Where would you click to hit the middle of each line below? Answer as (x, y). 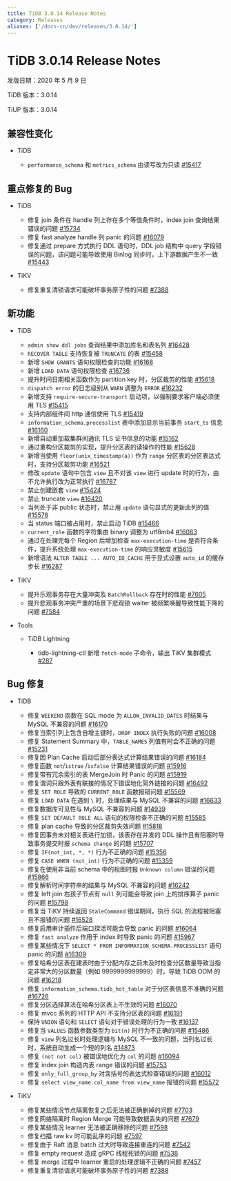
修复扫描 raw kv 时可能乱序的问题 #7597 (85, 1135)
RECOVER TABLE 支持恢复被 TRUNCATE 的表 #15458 (95, 353)
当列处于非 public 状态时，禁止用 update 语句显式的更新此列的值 (118, 507)
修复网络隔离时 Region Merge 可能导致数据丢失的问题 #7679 (113, 1118)
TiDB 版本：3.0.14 (32, 95)
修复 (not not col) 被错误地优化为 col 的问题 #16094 (103, 1056)
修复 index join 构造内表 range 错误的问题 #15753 (97, 1064)
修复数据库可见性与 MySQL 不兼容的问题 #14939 (97, 809)
